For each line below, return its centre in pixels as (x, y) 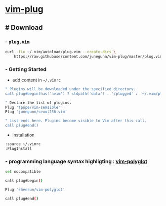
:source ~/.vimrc (23, 144)
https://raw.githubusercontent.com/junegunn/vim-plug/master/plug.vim (88, 56)
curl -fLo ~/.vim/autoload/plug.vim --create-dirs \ (61, 52)
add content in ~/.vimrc (36, 80)
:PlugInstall (19, 148)
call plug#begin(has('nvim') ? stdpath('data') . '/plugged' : (72, 94)
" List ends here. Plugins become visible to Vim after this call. (76, 121)
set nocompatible (23, 172)
